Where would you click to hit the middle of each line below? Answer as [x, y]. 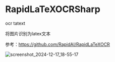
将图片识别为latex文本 [28, 33]
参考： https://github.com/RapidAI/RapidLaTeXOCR [57, 44]
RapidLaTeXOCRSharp [53, 9]
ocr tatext [15, 23]
